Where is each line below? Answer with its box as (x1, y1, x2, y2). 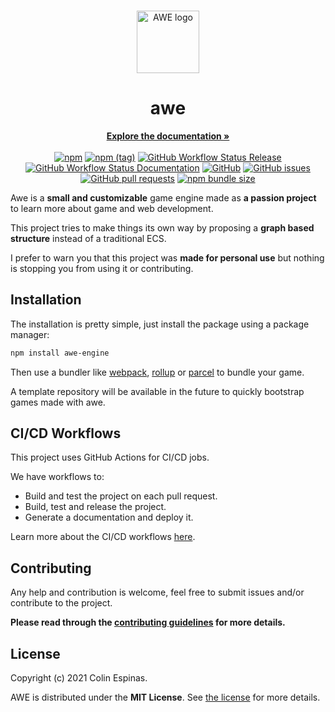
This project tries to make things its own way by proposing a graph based (10, 221, 315, 234)
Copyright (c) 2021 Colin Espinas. (10, 672, 148, 684)
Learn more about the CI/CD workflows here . (10, 531, 196, 543)
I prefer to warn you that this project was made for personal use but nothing (10, 251, 325, 264)
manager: (10, 328, 50, 340)
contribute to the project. (10, 597, 113, 609)
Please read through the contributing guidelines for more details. (10, 616, 286, 629)
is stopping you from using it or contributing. (10, 262, 194, 274)
